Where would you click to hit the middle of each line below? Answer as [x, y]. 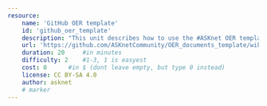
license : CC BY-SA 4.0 [59, 75]
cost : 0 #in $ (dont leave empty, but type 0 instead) [124, 68]
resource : [24, 16]
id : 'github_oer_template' [67, 30]
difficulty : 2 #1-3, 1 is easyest [84, 61]
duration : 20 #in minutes [72, 53]
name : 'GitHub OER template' [70, 23]
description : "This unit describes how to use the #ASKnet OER [129, 38]
